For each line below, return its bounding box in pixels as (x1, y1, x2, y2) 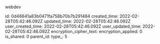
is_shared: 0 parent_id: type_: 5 (5, 33, 67, 39)
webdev (5, 4, 21, 10)
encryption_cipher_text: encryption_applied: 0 (50, 29, 143, 34)
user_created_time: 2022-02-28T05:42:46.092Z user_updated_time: (5, 23, 142, 29)
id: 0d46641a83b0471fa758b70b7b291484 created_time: (5, 13, 119, 19)
